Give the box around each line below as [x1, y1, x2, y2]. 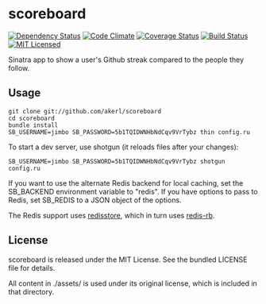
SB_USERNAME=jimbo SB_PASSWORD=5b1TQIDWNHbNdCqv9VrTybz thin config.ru [8, 128, 250, 136]
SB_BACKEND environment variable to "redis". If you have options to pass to [8, 187, 258, 196]
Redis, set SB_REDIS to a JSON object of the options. [8, 195, 182, 205]
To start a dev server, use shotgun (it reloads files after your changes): [8, 142, 239, 152]
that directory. [8, 287, 55, 296]
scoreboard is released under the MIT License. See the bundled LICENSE [8, 255, 248, 264]
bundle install [8, 121, 59, 129]
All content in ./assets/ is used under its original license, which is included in [8, 279, 258, 288]
